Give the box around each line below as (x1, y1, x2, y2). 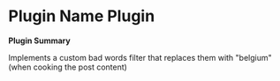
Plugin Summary (8, 35, 72, 46)
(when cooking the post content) (8, 62, 127, 72)
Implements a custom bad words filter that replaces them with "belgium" (8, 52, 273, 63)
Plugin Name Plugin (8, 6, 155, 26)
